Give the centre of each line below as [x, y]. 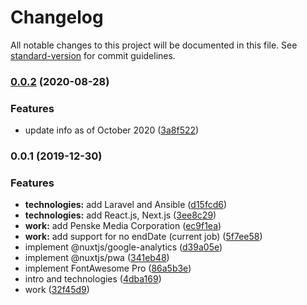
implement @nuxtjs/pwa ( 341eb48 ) [97, 258]
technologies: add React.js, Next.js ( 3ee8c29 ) [120, 215]
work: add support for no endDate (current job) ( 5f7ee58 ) [143, 237]
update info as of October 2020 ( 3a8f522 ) [112, 130]
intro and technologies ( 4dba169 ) [93, 279]
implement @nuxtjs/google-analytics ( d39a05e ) [123, 247]
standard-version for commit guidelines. [93, 55]
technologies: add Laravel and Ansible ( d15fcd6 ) [126, 205]
